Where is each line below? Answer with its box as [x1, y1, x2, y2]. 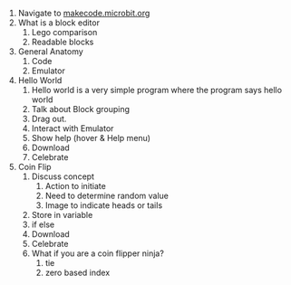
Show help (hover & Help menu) [31, 133, 151, 143]
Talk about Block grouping [31, 104, 130, 114]
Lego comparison [31, 27, 98, 37]
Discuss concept [31, 171, 95, 182]
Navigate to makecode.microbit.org [17, 8, 150, 18]
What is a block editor [17, 17, 100, 28]
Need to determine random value [44, 190, 170, 201]
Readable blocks [31, 36, 94, 47]
